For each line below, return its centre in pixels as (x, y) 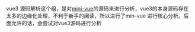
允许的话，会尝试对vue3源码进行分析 (56, 23)
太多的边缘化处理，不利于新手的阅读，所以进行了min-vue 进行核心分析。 (95, 16)
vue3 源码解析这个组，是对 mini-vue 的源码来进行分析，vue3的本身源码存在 (97, 8)
